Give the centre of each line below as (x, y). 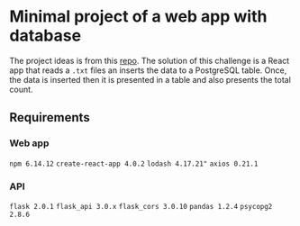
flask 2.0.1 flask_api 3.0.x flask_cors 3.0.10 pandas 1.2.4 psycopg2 (141, 206)
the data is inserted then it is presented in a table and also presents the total (150, 79)
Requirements (50, 118)
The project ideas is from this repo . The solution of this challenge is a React (150, 60)
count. (21, 89)
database (45, 36)
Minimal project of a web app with (138, 17)
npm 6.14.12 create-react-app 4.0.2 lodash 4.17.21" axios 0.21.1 (134, 164)
